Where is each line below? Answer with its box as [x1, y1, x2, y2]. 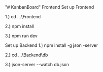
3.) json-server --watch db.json [5, 62, 69, 67]
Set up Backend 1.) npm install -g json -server [5, 42, 98, 48]
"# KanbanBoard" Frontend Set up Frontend [5, 4, 94, 10]
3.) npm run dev [5, 33, 38, 38]
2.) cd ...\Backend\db [5, 52, 48, 58]
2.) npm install [5, 23, 34, 29]
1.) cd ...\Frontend [5, 14, 41, 19]
